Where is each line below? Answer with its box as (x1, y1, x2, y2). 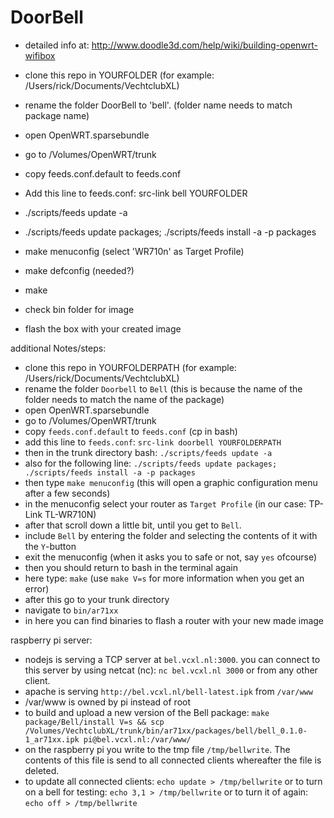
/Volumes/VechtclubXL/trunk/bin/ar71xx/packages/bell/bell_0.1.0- (24, 726, 308, 736)
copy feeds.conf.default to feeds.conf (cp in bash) (24, 425, 238, 437)
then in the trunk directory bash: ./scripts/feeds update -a (24, 446, 273, 458)
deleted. (24, 764, 60, 776)
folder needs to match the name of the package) (24, 393, 225, 405)
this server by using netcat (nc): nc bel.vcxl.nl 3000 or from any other (24, 664, 318, 676)
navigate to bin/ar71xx (24, 604, 119, 616)
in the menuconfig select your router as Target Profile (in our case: (24, 497, 307, 510)
